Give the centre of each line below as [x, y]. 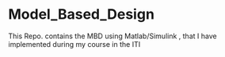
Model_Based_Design [81, 14]
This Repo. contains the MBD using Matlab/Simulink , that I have [113, 36]
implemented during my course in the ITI [74, 44]
